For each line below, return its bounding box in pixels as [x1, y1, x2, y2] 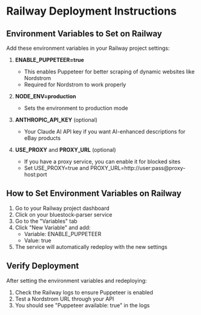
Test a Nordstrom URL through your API [15, 295, 114, 302]
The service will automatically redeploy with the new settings [15, 243, 168, 250]
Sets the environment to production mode [24, 104, 128, 112]
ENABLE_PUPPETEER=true [15, 56, 85, 63]
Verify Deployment [6, 261, 79, 271]
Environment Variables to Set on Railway [6, 29, 162, 39]
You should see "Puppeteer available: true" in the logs [15, 302, 150, 309]
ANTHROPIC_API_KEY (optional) [15, 117, 98, 123]
